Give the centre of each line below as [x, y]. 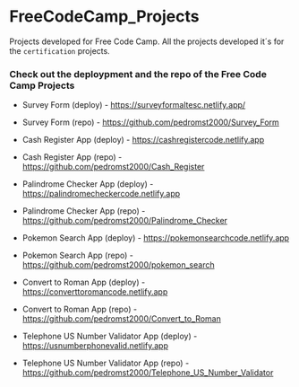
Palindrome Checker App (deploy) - [88, 184]
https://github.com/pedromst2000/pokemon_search [118, 265]
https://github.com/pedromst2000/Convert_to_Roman [121, 319]
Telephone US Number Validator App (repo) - [106, 363]
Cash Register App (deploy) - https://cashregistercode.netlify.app [143, 140]
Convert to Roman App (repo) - [79, 309]
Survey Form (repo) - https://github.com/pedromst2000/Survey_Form [150, 122]
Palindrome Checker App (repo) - [84, 211]
